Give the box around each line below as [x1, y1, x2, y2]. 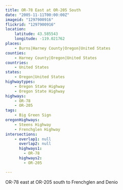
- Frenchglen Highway [14, 127, 60, 132]
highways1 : [18, 146, 42, 151]
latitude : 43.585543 [14, 31, 58, 36]
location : [5, 27, 27, 32]
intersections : [5, 131, 38, 137]
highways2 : [18, 156, 42, 161]
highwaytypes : [5, 79, 36, 84]
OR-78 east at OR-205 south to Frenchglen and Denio [5, 179, 118, 185]
